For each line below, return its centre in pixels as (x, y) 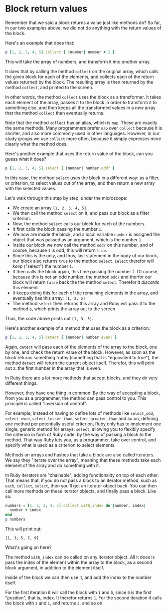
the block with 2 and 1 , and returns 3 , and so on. (54, 603)
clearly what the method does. (37, 144)
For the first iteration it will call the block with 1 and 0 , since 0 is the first (79, 592)
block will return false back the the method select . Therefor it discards (86, 282)
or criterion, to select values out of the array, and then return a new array (80, 183)
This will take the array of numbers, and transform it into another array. (78, 62)
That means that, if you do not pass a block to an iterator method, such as (81, 480)
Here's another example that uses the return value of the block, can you (79, 154)
